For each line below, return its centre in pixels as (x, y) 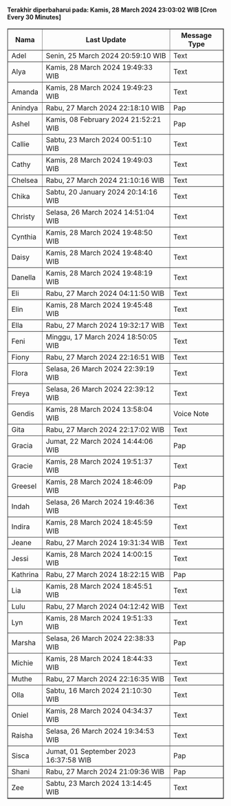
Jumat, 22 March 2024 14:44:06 (99, 442)
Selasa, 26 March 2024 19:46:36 (100, 502)
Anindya (25, 108)
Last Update (106, 40)
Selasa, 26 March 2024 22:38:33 (100, 638)
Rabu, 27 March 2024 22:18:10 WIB (105, 108)
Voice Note (191, 414)
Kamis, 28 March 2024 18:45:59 (99, 522)
